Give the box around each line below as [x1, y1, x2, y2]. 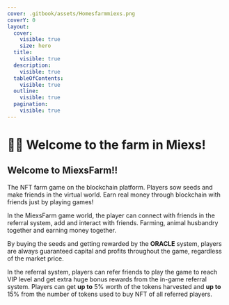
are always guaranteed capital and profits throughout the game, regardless [7, 247, 222, 255]
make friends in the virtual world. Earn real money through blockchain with [7, 190, 221, 199]
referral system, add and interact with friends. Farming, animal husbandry [7, 218, 219, 226]
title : [13, 49, 33, 56]
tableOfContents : [13, 74, 64, 82]
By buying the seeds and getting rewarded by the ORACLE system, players [7, 239, 222, 247]
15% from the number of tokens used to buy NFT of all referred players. [7, 290, 212, 298]
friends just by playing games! [7, 197, 94, 206]
